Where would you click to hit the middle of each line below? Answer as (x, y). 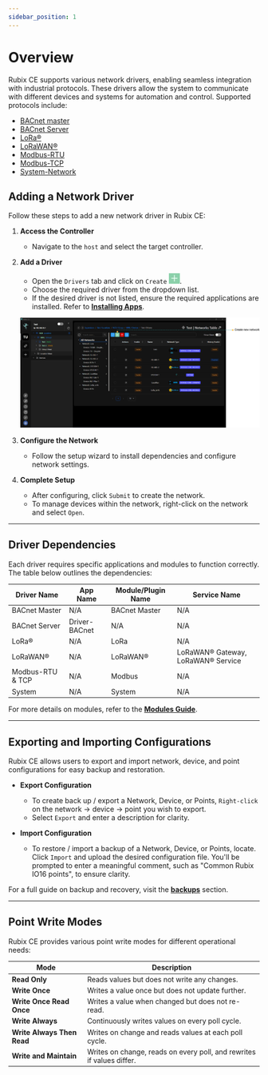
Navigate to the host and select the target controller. (117, 247)
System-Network (48, 171)
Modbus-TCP (41, 163)
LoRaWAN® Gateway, (212, 652)
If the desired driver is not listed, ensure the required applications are (145, 298)
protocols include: (38, 105)
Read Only (30, 979)
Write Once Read (40, 1001)
